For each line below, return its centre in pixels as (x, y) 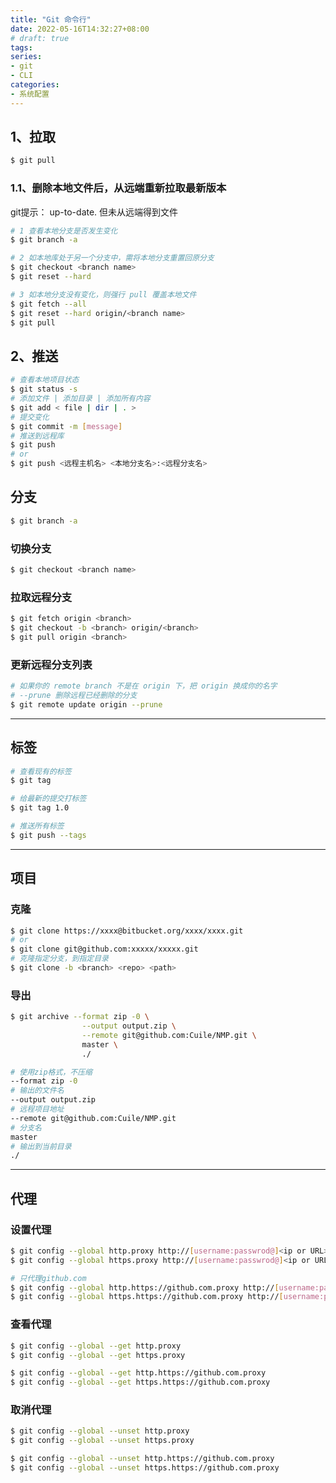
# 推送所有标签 (37, 826)
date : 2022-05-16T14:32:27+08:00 (80, 29)
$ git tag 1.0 (40, 808)
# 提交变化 (30, 417)
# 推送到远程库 (37, 436)
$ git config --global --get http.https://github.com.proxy (138, 1373)
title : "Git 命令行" (51, 19)
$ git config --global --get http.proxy (96, 1346)
